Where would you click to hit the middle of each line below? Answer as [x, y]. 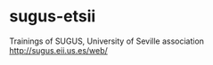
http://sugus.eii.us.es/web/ [59, 50]
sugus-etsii [53, 16]
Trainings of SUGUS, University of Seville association [107, 41]
